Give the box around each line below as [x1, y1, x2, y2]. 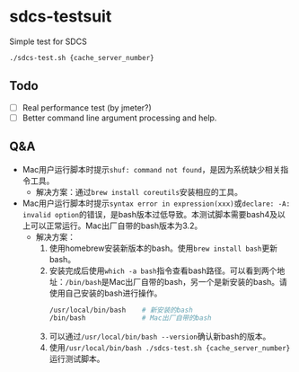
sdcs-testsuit [9, 6, 112, 27]
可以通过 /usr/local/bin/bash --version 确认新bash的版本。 [48, 331, 271, 342]
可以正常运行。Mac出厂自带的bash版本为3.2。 [30, 220, 203, 231]
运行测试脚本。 [48, 353, 105, 365]
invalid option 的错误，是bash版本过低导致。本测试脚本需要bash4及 [22, 208, 278, 219]
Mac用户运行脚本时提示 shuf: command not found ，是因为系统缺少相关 [22, 164, 281, 174]
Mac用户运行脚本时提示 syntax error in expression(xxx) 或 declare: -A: [22, 198, 291, 208]
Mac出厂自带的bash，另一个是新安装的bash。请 [109, 276, 287, 287]
